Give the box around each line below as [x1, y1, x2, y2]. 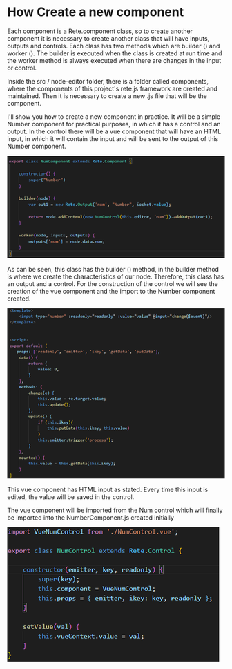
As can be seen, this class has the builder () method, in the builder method [7, 265, 220, 273]
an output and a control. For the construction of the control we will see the [7, 279, 219, 288]
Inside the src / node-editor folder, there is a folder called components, [7, 77, 209, 85]
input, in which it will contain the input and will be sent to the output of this [7, 134, 219, 142]
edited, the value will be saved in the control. [7, 492, 135, 501]
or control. [7, 64, 37, 72]
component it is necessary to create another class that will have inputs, [7, 34, 210, 42]
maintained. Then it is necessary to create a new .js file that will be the [7, 91, 207, 100]
